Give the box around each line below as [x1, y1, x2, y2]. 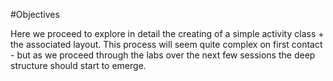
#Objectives [10, 9, 60, 20]
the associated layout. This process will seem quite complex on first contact [10, 39, 323, 50]
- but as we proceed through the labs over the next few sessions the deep [10, 49, 316, 61]
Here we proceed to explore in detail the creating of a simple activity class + [10, 28, 325, 39]
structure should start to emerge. [10, 60, 147, 71]
